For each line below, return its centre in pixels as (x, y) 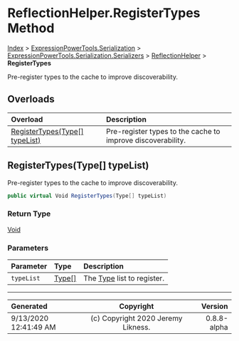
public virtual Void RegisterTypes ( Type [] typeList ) (87, 196)
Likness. (137, 327)
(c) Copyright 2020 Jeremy (136, 318)
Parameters (28, 248)
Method (31, 28)
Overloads (31, 99)
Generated (29, 306)
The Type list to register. (124, 278)
